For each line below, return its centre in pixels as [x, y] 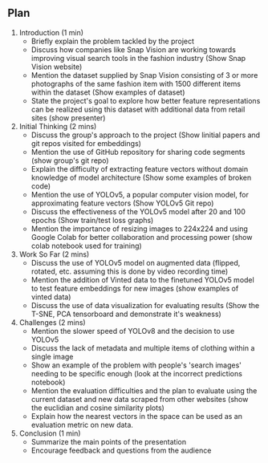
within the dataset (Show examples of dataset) [108, 92]
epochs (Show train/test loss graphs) [92, 220]
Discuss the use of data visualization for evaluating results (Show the [145, 305]
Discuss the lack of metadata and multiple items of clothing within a [143, 347]
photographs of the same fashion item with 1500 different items [136, 83]
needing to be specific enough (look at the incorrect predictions [136, 373]
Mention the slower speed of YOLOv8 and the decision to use [133, 331]
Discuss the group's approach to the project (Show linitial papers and [146, 135]
